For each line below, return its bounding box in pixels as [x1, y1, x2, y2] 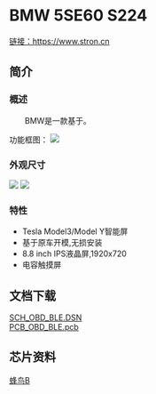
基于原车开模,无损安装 [21, 237, 103, 248]
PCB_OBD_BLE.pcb [9, 322, 80, 333]
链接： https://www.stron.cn [9, 36, 110, 46]
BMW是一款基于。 [25, 115, 91, 125]
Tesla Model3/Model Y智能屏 [21, 226, 129, 237]
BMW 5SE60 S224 [9, 5, 148, 26]
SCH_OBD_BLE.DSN [9, 312, 82, 323]
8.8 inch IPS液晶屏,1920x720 [21, 248, 127, 259]
